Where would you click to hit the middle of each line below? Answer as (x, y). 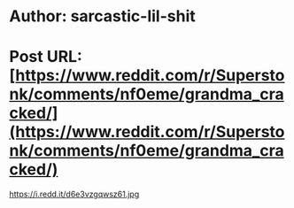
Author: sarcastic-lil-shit (103, 16)
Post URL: (46, 57)
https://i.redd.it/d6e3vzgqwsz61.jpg (74, 194)
